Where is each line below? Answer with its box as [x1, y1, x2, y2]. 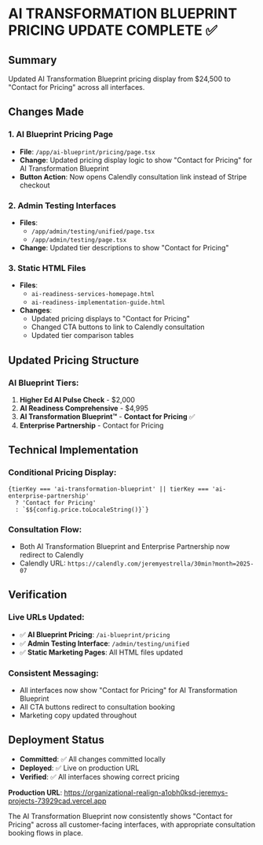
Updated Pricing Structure [8, 354, 140, 367]
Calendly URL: [19, 558, 66, 568]
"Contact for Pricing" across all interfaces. [8, 83, 145, 91]
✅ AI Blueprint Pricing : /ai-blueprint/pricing [19, 629, 170, 639]
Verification [8, 588, 68, 602]
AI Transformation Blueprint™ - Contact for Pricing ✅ [19, 411, 195, 421]
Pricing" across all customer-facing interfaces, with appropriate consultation [8, 820, 256, 829]
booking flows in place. [8, 828, 84, 837]
